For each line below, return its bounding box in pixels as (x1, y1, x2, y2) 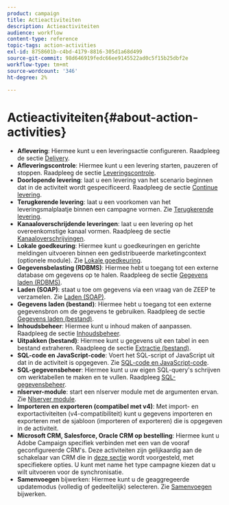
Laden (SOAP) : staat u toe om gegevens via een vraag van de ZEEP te (16, 286, 216, 294)
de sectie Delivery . (16, 154, 70, 162)
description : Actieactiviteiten (7, 23, 99, 30)
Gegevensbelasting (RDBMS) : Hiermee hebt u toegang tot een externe (16, 264, 219, 272)
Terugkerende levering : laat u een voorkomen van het (16, 198, 171, 206)
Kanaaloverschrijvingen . (16, 234, 86, 243)
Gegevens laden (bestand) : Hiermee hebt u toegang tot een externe (16, 300, 212, 308)
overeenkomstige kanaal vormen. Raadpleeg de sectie (16, 227, 171, 236)
